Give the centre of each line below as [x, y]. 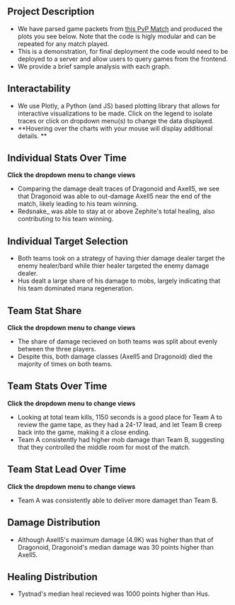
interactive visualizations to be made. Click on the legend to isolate [115, 113]
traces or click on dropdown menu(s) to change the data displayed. [116, 120]
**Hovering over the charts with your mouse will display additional [115, 128]
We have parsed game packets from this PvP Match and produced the [120, 28]
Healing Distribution [52, 577]
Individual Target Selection [68, 241]
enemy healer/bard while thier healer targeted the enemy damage [113, 266]
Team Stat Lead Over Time [67, 469]
